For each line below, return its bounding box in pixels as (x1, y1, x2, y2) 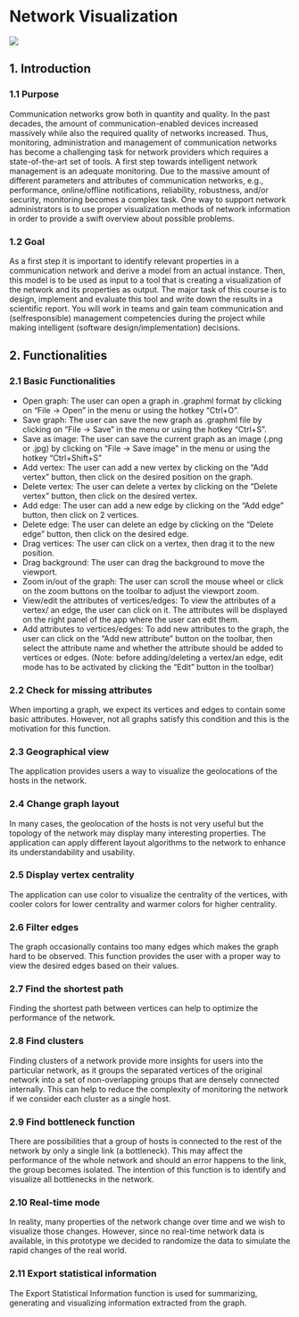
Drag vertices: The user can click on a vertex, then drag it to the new (21, 538, 275, 548)
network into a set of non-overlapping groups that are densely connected (9, 1074, 279, 1084)
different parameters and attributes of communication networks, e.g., (9, 174, 264, 185)
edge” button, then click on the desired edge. (21, 528, 189, 539)
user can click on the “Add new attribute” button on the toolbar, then (21, 633, 274, 643)
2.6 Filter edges (9, 921, 79, 933)
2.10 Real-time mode (9, 1196, 101, 1209)
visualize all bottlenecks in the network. (9, 1174, 154, 1185)
